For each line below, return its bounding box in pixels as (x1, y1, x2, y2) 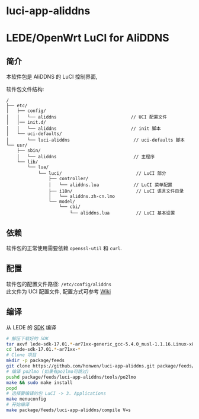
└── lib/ (17, 159, 38, 165)
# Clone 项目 (6, 352, 37, 358)
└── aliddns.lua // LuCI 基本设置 (69, 210, 175, 216)
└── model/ (48, 199, 76, 205)
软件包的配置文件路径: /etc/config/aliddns (6, 280, 112, 287)
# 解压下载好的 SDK (6, 335, 49, 341)
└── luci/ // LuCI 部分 (37, 171, 166, 177)
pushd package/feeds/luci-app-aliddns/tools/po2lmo (6, 374, 136, 380)
